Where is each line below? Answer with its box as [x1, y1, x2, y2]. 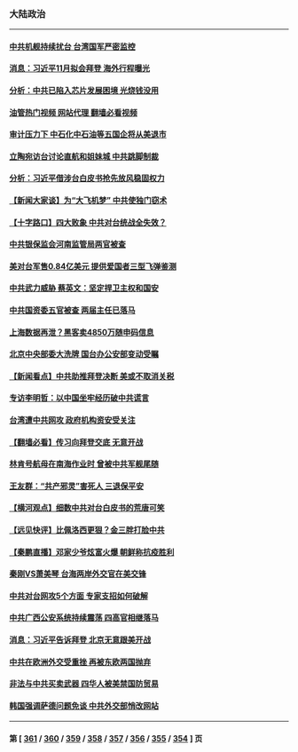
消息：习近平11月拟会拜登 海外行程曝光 [9, 63, 151, 74]
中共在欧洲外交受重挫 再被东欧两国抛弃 [9, 656, 152, 667]
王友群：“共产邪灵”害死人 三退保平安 [9, 480, 145, 491]
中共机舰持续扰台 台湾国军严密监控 [9, 41, 136, 51]
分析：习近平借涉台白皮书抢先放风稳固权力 [9, 173, 165, 184]
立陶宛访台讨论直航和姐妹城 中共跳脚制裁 [9, 151, 160, 162]
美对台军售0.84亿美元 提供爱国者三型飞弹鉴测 [9, 260, 177, 272]
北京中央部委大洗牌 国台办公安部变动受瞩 [9, 349, 160, 360]
